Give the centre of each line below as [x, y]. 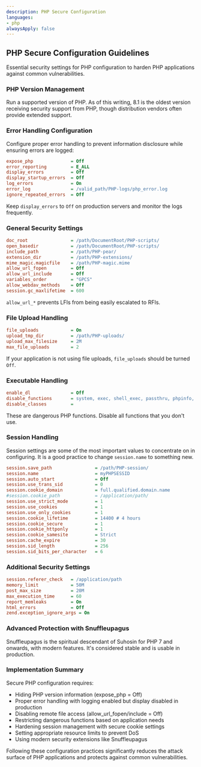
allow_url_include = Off [45, 274]
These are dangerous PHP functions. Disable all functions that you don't [95, 416]
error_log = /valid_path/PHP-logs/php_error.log [87, 189]
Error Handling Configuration [49, 131]
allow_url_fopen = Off [45, 268]
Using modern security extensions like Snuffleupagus [81, 739]
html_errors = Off [45, 607]
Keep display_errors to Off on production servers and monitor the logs [94, 206]
